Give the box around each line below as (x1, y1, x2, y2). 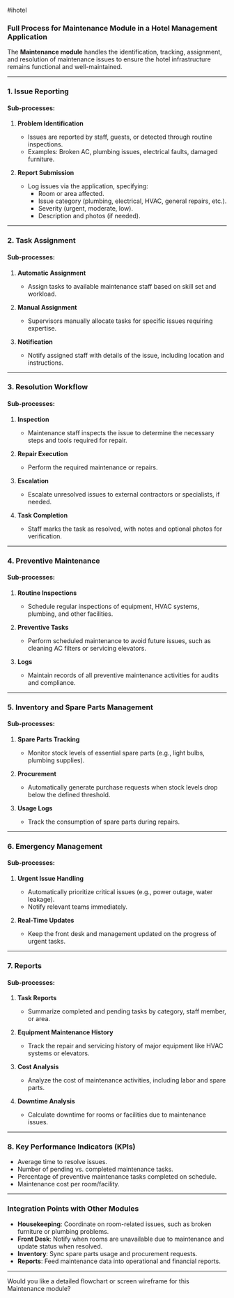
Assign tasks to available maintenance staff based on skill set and (27, 282, 217, 290)
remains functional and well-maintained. (7, 63, 123, 71)
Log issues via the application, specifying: (27, 182, 148, 190)
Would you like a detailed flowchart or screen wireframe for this (7, 1276, 189, 1285)
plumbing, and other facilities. (27, 610, 114, 618)
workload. (27, 289, 57, 298)
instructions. (27, 359, 64, 367)
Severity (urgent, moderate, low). (38, 204, 134, 213)
